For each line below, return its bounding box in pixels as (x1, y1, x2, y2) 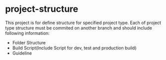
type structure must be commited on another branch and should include (5, 25, 152, 30)
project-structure (5, 3, 78, 15)
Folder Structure (12, 39, 46, 45)
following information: (5, 30, 50, 36)
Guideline (12, 50, 32, 56)
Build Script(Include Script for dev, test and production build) (12, 45, 137, 51)
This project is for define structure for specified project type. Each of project (5, 20, 162, 26)
